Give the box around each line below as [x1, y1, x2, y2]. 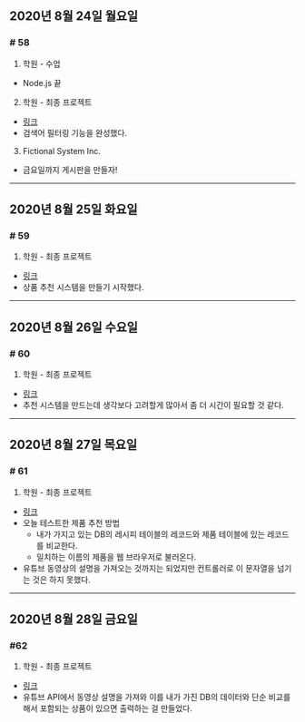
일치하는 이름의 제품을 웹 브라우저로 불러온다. [35, 551, 197, 562]
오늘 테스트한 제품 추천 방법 [22, 517, 121, 528]
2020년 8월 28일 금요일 [9, 611, 139, 628]
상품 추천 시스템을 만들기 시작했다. [22, 282, 144, 293]
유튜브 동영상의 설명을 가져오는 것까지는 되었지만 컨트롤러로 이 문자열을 [22, 562, 275, 573]
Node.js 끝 [22, 77, 62, 88]
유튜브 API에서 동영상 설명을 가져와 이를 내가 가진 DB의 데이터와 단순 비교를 [22, 692, 291, 703]
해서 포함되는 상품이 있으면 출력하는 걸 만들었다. [22, 703, 192, 714]
